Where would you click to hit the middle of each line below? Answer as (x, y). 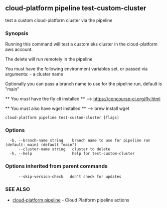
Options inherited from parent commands (57, 166)
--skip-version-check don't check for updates (70, 176)
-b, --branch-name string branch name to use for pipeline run (80, 140)
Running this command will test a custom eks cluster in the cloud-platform (82, 44)
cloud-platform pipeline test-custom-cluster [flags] (62, 118)
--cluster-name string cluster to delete (64, 149)
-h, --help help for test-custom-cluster (72, 154)
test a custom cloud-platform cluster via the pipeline (59, 20)
